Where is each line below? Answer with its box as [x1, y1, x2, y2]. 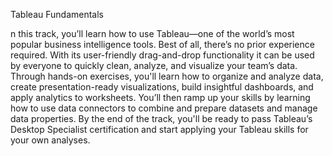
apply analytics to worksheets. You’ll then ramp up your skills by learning [10, 92, 311, 103]
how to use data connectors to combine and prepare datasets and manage [10, 102, 318, 114]
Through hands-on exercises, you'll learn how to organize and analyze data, [10, 70, 324, 82]
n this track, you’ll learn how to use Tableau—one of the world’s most [10, 28, 295, 39]
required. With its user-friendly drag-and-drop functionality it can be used [10, 49, 315, 61]
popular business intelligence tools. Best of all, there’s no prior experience [10, 39, 315, 50]
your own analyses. [10, 134, 91, 146]
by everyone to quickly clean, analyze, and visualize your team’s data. [10, 60, 298, 71]
